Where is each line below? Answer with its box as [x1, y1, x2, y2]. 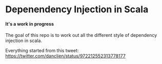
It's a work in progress [5, 20, 54, 27]
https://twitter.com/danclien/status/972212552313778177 [5, 53, 126, 59]
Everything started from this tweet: [5, 48, 79, 54]
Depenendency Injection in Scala [5, 4, 149, 15]
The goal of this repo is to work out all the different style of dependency [5, 32, 157, 38]
